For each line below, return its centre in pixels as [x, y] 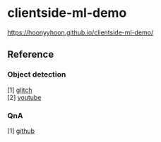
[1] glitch [20, 90]
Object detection [37, 75]
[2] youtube [24, 97]
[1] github [21, 131]
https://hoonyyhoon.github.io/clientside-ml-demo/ [80, 32]
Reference [31, 54]
